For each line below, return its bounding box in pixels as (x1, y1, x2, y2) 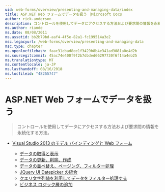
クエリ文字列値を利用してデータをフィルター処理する (19, 175, 127, 181)
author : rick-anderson (5, 16, 52, 21)
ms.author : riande (5, 26, 43, 31)
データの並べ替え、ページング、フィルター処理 (19, 163, 114, 169)
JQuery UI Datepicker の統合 (19, 169, 78, 175)
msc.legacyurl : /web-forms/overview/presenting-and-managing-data (5, 39, 144, 44)
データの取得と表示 (19, 151, 59, 157)
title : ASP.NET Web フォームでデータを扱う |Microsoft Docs (5, 12, 123, 17)
